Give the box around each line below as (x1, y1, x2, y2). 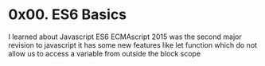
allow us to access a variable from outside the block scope (8, 49, 201, 58)
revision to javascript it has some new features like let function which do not (8, 40, 257, 49)
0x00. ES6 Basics (8, 6, 127, 24)
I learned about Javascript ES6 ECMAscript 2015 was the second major (8, 32, 242, 41)
